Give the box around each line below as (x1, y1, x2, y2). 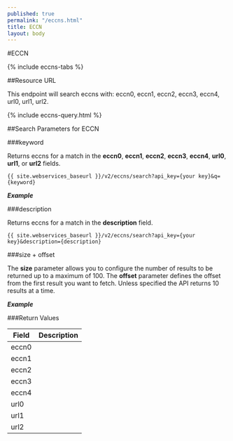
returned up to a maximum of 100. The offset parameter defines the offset (7, 272, 221, 280)
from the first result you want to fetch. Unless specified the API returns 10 (7, 279, 219, 288)
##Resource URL (7, 77, 57, 85)
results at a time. (7, 287, 55, 295)
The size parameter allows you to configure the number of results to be (7, 264, 213, 272)
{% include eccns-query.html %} (7, 111, 102, 119)
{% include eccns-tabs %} (7, 62, 84, 71)
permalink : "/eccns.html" (7, 17, 83, 24)
